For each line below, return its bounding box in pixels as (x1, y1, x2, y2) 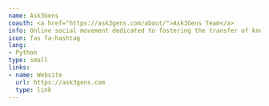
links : (8, 64, 30, 72)
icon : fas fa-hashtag (8, 33, 81, 42)
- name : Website (8, 71, 62, 79)
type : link (15, 85, 52, 94)
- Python (8, 49, 38, 57)
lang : (8, 41, 26, 49)
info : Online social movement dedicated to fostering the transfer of (8, 26, 249, 34)
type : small (8, 57, 48, 65)
